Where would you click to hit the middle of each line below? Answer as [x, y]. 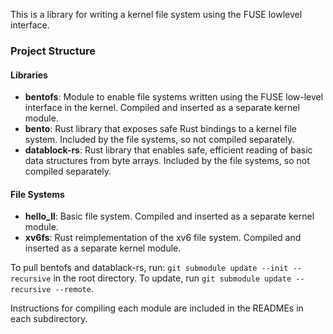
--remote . [74, 289]
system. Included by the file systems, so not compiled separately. [159, 140]
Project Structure [53, 51]
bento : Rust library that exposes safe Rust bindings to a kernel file [160, 129]
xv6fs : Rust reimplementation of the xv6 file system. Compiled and [163, 238]
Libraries [29, 75]
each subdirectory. [49, 319]
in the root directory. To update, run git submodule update [172, 278]
